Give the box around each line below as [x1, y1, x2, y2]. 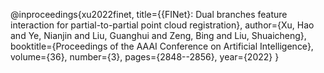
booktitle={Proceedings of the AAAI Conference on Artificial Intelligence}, [10, 40, 314, 52]
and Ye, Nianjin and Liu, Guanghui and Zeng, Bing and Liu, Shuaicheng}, [10, 30, 307, 41]
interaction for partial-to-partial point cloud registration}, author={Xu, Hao [10, 19, 315, 31]
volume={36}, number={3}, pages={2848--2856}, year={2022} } [10, 51, 280, 63]
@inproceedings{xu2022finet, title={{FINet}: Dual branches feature [10, 9, 288, 20]
